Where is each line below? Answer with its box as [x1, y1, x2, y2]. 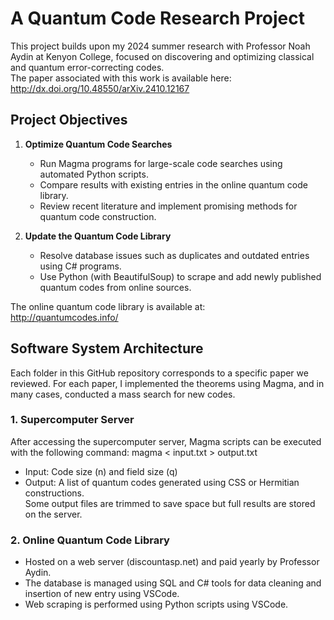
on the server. [24, 508, 83, 520]
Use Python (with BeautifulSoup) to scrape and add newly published [39, 270, 322, 282]
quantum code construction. [39, 210, 157, 222]
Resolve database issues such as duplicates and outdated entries [39, 249, 310, 261]
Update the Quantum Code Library [24, 230, 172, 242]
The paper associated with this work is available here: [10, 72, 232, 84]
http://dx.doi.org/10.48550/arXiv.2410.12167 [10, 82, 190, 94]
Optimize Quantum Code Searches [24, 138, 173, 150]
